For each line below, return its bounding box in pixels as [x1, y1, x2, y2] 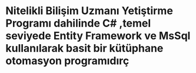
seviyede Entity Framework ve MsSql [5, 29, 191, 42]
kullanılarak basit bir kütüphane [5, 42, 164, 55]
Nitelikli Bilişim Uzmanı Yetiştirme [5, 4, 173, 18]
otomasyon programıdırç [5, 54, 129, 68]
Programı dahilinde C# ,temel [5, 16, 151, 30]
